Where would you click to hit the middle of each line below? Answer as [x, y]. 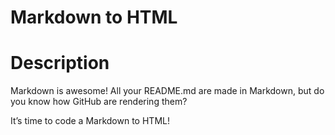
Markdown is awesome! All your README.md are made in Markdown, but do [167, 91]
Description [60, 63]
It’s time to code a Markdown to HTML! [90, 121]
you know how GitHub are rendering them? [99, 102]
